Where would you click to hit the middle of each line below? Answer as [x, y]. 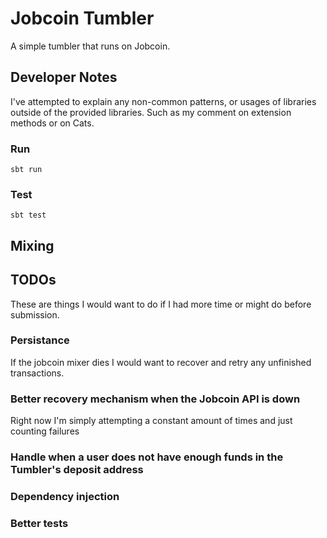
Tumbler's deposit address [77, 470]
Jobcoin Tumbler [82, 18]
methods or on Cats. [52, 123]
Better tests [39, 523]
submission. [35, 314]
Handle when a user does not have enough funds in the [147, 457]
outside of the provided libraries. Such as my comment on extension [151, 112]
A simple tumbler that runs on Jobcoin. [90, 46]
